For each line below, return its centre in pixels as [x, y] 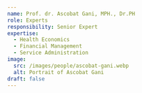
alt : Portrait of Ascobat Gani [59, 72]
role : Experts [28, 20]
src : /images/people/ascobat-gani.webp [71, 66]
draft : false [26, 79]
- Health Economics [42, 40]
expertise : [23, 33]
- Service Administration [51, 53]
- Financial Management [48, 46]
